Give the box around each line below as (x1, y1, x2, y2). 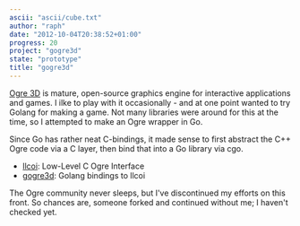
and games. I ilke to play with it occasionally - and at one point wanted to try (9, 97, 291, 108)
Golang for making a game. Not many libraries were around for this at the (9, 107, 279, 117)
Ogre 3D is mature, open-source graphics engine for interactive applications (9, 87, 291, 99)
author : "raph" (9, 22, 66, 30)
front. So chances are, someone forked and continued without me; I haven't (9, 196, 288, 207)
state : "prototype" (9, 55, 82, 64)
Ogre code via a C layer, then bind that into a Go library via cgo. (9, 143, 244, 153)
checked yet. (9, 206, 57, 217)
